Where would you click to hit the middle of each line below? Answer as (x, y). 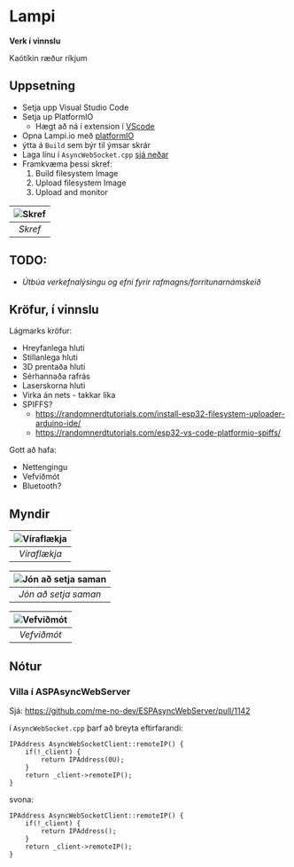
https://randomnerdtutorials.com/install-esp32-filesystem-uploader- (160, 414)
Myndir (30, 514)
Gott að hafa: (33, 450)
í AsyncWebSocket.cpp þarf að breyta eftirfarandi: (96, 728)
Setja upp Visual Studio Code (75, 107)
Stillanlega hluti (50, 357)
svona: (21, 799)
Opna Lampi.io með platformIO (78, 136)
